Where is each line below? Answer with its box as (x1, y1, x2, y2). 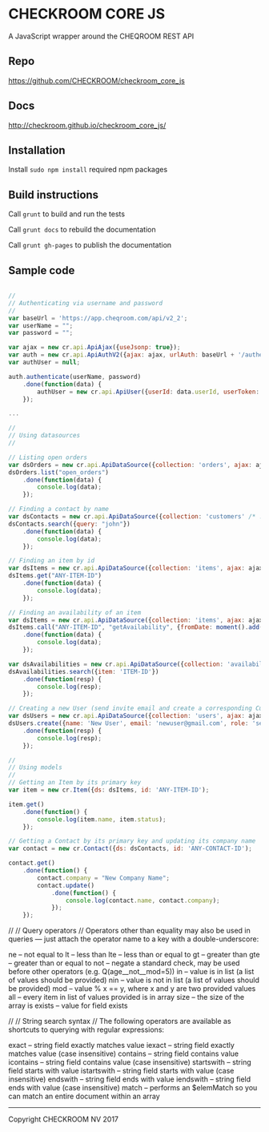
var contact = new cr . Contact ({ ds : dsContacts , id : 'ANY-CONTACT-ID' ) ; (8, 844, 253, 853)
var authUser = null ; (8, 358, 81, 366)
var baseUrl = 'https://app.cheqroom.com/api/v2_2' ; (8, 314, 188, 322)
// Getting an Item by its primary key (8, 779, 142, 787)
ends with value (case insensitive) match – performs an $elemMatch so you (8, 1083, 258, 1093)
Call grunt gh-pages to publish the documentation (8, 240, 172, 250)
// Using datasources (8, 432, 81, 440)
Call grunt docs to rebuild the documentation (8, 225, 156, 235)
